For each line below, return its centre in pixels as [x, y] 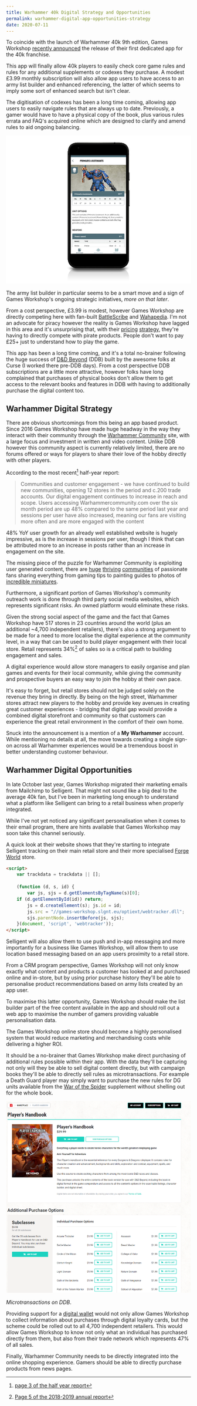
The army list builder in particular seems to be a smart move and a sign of [95, 293]
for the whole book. [30, 1093]
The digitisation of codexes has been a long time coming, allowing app [91, 102]
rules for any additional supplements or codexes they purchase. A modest [95, 72]
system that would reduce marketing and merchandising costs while [89, 1038]
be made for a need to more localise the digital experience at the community [98, 636]
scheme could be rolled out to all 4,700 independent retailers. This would [94, 1326]
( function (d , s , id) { [46, 887]
